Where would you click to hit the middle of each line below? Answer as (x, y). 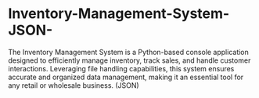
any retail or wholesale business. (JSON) (74, 85)
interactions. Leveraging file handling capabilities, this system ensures (121, 68)
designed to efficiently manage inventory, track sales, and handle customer (129, 60)
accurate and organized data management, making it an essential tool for (126, 77)
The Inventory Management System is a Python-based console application (128, 52)
